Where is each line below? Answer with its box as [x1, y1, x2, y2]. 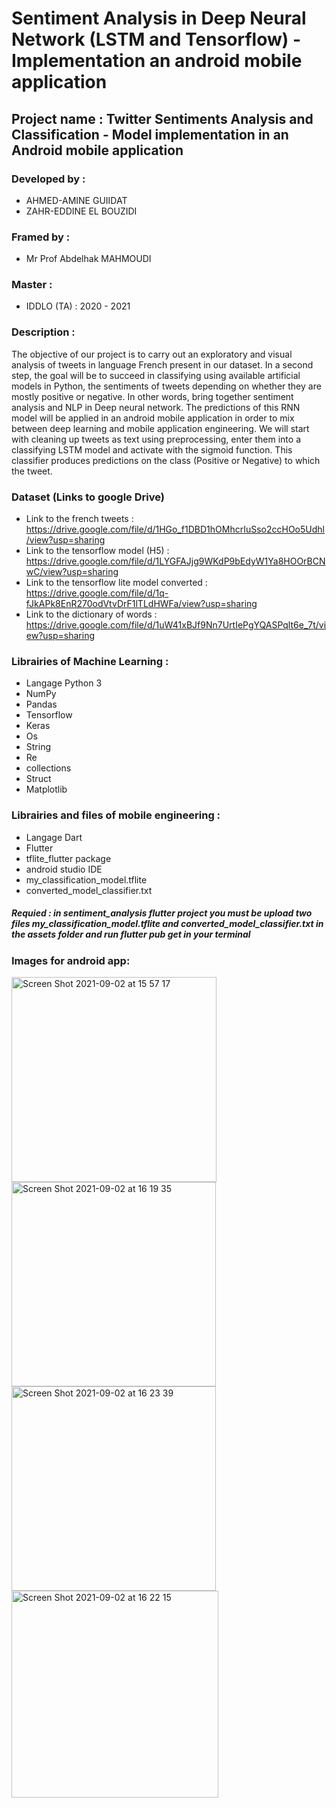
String [25, 741, 52, 753]
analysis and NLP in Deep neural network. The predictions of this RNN [11, 401, 301, 413]
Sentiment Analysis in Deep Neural [11, 7, 307, 30]
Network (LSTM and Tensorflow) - [11, 28, 302, 51]
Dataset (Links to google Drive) [11, 490, 165, 504]
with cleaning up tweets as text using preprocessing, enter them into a [11, 433, 301, 445]
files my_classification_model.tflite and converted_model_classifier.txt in [11, 918, 324, 930]
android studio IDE [25, 863, 103, 875]
